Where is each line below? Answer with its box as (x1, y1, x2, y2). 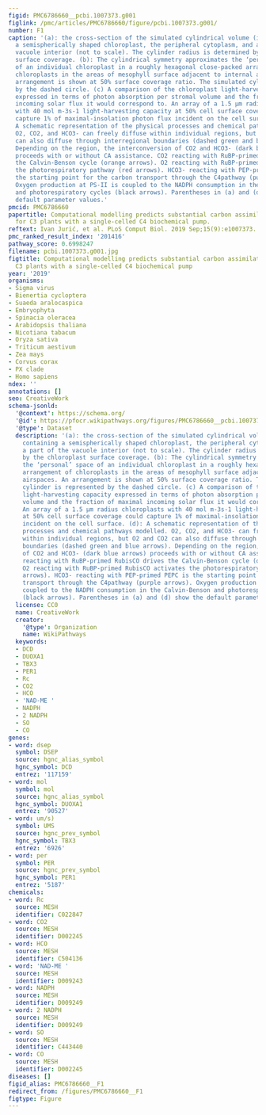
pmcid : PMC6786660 (8, 203, 69, 211)
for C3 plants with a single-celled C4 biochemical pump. (15, 218, 211, 226)
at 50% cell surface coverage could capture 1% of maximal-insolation (22, 513, 260, 521)
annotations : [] (8, 388, 62, 395)
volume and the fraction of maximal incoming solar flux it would (22, 498, 246, 506)
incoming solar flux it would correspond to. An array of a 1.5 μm (15, 100, 243, 108)
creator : (15, 616, 44, 624)
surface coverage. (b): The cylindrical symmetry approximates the (15, 56, 243, 64)
